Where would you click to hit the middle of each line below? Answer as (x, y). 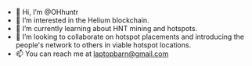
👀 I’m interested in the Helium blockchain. (83, 20)
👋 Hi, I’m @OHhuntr (47, 12)
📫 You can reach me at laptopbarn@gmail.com (92, 54)
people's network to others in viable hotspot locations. (103, 45)
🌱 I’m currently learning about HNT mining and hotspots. (106, 28)
